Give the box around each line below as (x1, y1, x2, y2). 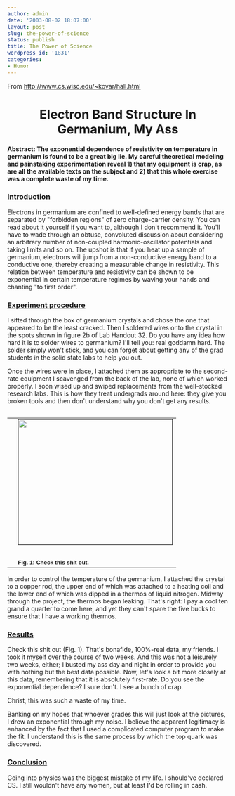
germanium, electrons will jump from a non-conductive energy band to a (7, 252, 217, 261)
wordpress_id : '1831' (7, 50, 71, 57)
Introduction (7, 192, 51, 202)
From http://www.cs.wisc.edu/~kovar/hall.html (7, 81, 142, 90)
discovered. (7, 740, 42, 748)
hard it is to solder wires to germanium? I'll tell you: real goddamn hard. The (7, 339, 226, 347)
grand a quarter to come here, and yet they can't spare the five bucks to (7, 605, 216, 613)
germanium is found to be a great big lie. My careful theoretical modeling (7, 152, 224, 160)
